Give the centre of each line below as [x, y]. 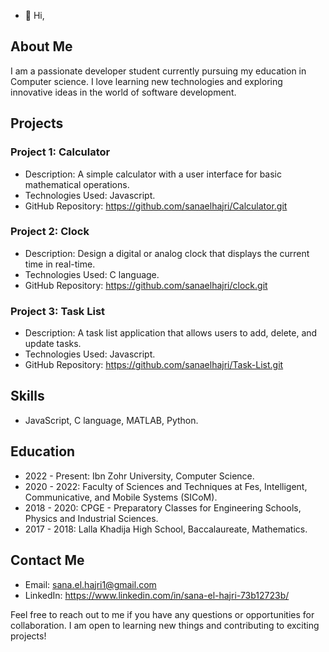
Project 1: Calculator [60, 152]
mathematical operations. [77, 184]
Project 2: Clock [50, 232]
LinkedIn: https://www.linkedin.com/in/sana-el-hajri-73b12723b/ [157, 595]
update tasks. [53, 344]
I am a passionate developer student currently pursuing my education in [158, 71]
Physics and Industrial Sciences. [91, 518]
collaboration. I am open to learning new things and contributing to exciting [165, 625]
